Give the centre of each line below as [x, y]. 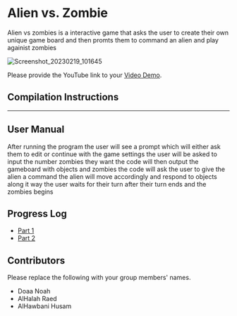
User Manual [36, 130]
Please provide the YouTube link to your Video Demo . [85, 75]
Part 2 [26, 238]
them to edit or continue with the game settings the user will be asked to [112, 154]
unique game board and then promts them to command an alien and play [113, 40]
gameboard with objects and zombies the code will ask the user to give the [116, 169]
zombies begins [31, 192]
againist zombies [32, 47]
